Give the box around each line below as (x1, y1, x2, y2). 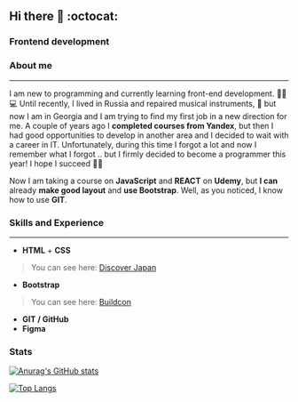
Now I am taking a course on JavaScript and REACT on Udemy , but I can (9, 175, 278, 186)
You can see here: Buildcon (30, 296, 131, 307)
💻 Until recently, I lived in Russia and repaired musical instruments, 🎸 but (9, 98, 277, 109)
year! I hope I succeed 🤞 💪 (9, 157, 104, 169)
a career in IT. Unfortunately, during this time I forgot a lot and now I (9, 139, 257, 149)
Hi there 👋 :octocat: (9, 9, 119, 24)
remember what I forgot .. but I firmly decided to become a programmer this (9, 149, 286, 159)
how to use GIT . (9, 194, 68, 205)
